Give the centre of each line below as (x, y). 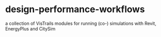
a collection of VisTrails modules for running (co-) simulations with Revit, (81, 23)
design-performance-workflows (75, 9)
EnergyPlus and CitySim (30, 28)
